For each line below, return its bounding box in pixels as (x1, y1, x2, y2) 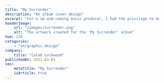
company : (5, 48, 23, 53)
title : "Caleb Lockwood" (14, 52, 64, 58)
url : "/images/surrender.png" (14, 25, 76, 30)
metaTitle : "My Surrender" (14, 66, 69, 71)
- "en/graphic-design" (14, 43, 60, 48)
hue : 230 (5, 35, 23, 40)
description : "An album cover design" (5, 12, 84, 17)
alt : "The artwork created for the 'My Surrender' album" (14, 30, 134, 35)
